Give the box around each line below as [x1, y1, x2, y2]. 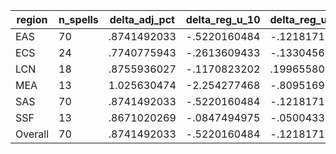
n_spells [58, 13, 99, 26]
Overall [15, 127, 49, 141]
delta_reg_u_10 [185, 13, 261, 26]
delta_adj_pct [109, 13, 175, 26]
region [16, 13, 48, 26]
